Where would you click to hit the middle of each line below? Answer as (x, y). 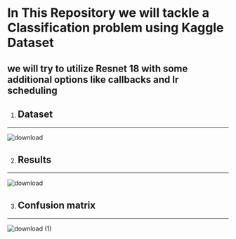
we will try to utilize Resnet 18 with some (98, 68)
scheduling (32, 90)
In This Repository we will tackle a (108, 13)
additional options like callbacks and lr (93, 80)
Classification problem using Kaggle (116, 28)
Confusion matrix (57, 205)
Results (34, 159)
